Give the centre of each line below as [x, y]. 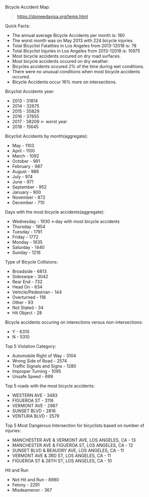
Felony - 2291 [26, 485]
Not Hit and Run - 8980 [36, 480]
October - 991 [26, 161]
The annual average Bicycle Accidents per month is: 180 [68, 35]
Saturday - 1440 [28, 247]
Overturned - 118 [29, 297]
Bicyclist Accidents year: [30, 91]
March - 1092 [26, 156]
